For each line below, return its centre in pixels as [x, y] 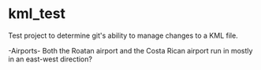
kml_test [37, 14]
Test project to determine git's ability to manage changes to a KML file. [123, 35]
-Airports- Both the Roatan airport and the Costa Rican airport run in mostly [130, 50]
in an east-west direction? [50, 59]
